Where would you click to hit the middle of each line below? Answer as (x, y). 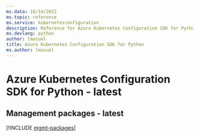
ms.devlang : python (30, 34)
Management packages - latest (65, 114)
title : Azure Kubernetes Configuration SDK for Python (75, 45)
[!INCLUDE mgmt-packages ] (41, 128)
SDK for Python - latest (64, 92)
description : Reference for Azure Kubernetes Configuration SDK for (92, 28)
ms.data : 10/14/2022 (32, 12)
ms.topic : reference (32, 17)
